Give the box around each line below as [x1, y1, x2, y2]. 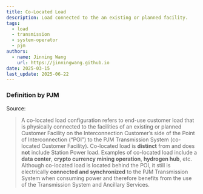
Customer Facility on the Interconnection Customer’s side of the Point [21, 129, 195, 136]
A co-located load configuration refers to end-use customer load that [21, 116, 195, 124]
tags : [6, 20, 20, 26]
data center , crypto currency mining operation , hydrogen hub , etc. [21, 155, 192, 162]
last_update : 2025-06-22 [6, 71, 69, 77]
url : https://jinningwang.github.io [17, 59, 110, 65]
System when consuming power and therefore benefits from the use [21, 174, 192, 182]
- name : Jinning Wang [12, 54, 67, 60]
